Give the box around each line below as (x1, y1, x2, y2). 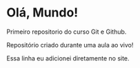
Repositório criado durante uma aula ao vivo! (6, 41, 134, 49)
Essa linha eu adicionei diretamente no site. (6, 54, 130, 63)
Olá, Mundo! (6, 5, 79, 21)
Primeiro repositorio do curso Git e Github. (6, 27, 127, 36)
